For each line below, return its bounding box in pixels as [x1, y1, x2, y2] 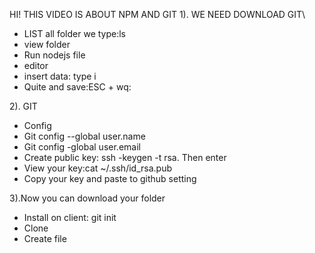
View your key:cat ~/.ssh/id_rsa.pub [23, 162, 172, 174]
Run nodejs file [23, 49, 86, 61]
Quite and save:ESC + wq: [23, 81, 132, 93]
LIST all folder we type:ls [23, 28, 127, 39]
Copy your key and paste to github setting [23, 173, 197, 184]
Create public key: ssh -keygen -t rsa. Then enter [23, 152, 227, 163]
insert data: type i [23, 70, 97, 82]
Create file [23, 233, 67, 244]
